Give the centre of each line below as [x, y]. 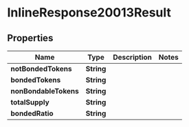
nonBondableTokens [45, 91]
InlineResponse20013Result [89, 13]
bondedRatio [32, 113]
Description [133, 57]
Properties [30, 38]
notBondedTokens [41, 69]
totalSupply [30, 102]
